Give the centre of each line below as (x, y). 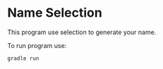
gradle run (23, 58)
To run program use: (37, 45)
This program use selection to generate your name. (82, 32)
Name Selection (55, 13)
